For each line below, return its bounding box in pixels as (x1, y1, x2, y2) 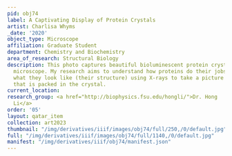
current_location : (7, 87, 60, 94)
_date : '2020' (7, 29, 48, 37)
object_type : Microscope (7, 36, 79, 43)
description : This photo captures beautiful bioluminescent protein (7, 61, 209, 68)
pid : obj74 (7, 10, 39, 17)
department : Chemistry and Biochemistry (7, 49, 126, 56)
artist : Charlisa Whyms (7, 23, 76, 30)
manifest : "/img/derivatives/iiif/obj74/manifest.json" (7, 139, 171, 146)
